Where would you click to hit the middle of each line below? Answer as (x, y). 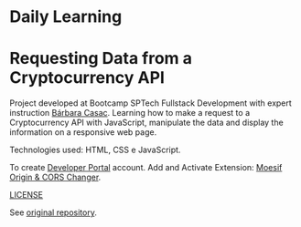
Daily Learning (66, 17)
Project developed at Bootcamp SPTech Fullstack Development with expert (151, 103)
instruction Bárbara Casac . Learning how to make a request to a (129, 113)
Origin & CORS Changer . (55, 177)
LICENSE (27, 195)
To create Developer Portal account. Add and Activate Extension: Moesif (146, 168)
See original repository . (54, 212)
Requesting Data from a (101, 59)
